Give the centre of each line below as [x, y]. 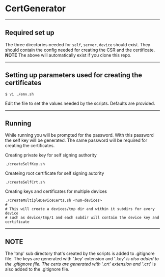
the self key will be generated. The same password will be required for [76, 140]
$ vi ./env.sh [20, 94]
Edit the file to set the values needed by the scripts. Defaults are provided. [80, 103]
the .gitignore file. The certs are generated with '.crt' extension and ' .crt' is [81, 264]
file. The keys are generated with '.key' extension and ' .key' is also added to [82, 259]
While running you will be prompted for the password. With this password [79, 135]
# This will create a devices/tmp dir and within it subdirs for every [80, 209]
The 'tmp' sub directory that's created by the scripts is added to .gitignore [80, 253]
